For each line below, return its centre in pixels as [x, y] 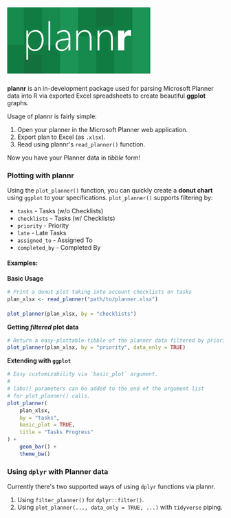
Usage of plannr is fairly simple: [52, 116]
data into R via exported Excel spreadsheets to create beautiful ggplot [107, 96]
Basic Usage [25, 279]
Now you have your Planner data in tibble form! [74, 158]
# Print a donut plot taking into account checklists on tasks [100, 292]
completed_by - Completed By [59, 247]
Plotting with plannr [41, 175]
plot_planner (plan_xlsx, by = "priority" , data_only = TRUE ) [97, 347]
